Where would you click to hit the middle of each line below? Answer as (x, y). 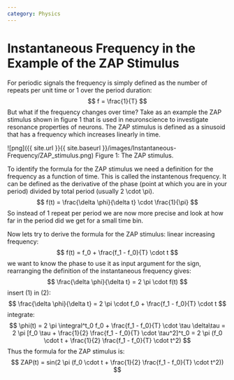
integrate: (21, 314)
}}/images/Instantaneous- (139, 148)
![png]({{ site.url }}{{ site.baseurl (54, 148)
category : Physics (34, 14)
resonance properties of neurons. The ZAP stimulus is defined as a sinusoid (116, 127)
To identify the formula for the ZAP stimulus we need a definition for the (110, 169)
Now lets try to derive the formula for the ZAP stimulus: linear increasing (111, 234)
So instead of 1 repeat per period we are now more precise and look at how (115, 213)
